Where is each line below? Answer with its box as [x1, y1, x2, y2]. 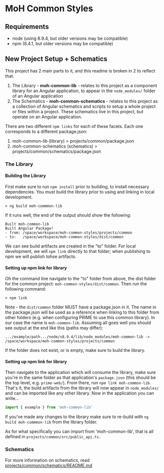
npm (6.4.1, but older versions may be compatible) [12, 41, 114, 47]
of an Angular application [12, 93, 64, 99]
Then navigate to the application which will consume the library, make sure [5, 370, 156, 375]
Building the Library [5, 173, 47, 179]
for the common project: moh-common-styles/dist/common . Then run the [5, 281, 147, 287]
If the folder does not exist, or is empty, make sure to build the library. [5, 348, 145, 353]
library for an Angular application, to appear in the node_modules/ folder [12, 88, 156, 94]
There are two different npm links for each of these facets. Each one [5, 123, 143, 129]
